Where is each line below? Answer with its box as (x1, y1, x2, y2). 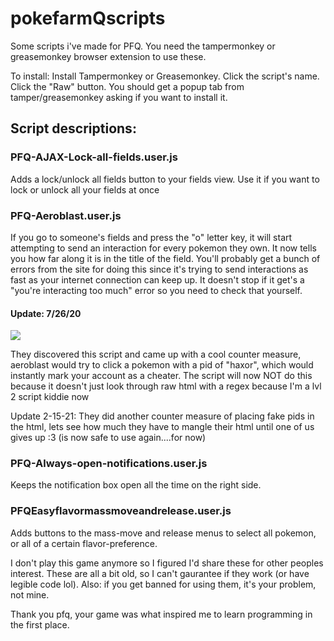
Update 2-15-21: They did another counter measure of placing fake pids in (10, 410, 315, 422)
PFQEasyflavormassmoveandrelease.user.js (10, 504, 232, 518)
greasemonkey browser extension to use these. (10, 50, 207, 62)
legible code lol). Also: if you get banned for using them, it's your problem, (10, 578, 317, 590)
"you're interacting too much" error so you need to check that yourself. (10, 284, 303, 296)
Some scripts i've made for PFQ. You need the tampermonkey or (10, 40, 276, 52)
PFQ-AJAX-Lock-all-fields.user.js (10, 150, 178, 164)
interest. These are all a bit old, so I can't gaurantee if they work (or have (10, 567, 310, 579)
